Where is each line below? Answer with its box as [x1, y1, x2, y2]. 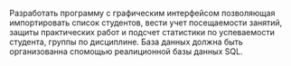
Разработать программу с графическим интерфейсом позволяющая [9, 8, 276, 18]
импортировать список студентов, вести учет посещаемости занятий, [9, 17, 283, 28]
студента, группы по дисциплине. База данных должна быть [9, 36, 244, 47]
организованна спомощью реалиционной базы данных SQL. [9, 46, 243, 57]
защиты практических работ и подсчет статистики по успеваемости [9, 27, 276, 37]
